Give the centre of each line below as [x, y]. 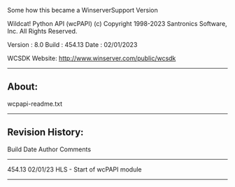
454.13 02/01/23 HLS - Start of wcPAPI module [74, 169]
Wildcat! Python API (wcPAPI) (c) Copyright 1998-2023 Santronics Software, [117, 23]
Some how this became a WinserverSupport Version [83, 10]
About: [23, 87]
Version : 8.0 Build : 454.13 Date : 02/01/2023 [72, 44]
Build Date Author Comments [49, 149]
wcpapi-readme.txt [35, 104]
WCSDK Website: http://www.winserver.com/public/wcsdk [92, 58]
